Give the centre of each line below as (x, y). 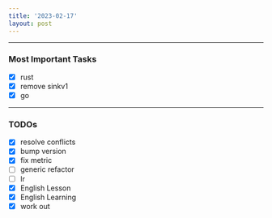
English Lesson (45, 188)
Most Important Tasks (53, 59)
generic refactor (47, 169)
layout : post (30, 24)
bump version (43, 152)
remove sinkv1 (44, 86)
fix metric (36, 160)
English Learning (48, 197)
